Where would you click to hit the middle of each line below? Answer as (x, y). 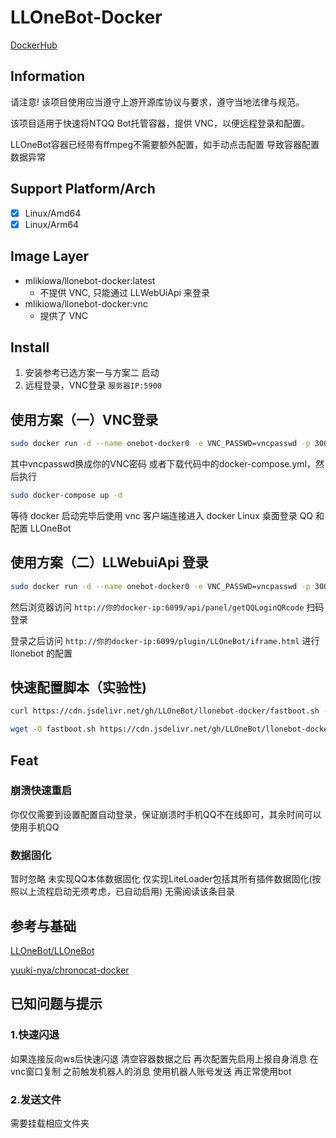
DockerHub (34, 45)
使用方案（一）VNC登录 (84, 419)
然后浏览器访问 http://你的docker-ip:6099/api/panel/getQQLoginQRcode (157, 607)
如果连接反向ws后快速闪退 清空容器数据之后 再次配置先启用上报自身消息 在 (164, 1058)
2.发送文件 (36, 1099)
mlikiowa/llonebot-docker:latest (90, 280)
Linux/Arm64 (52, 224)
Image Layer (50, 256)
